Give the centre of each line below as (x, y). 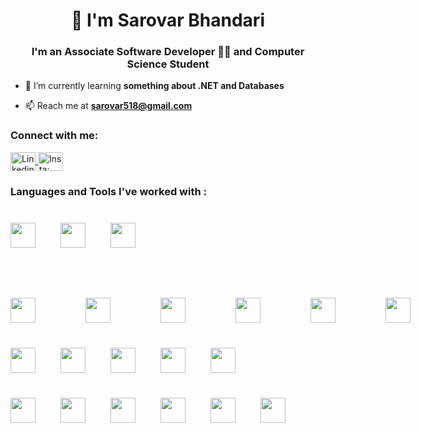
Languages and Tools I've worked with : (108, 191)
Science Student (168, 64)
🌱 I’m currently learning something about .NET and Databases (154, 86)
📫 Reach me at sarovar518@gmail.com (108, 106)
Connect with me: (54, 136)
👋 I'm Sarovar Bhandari (168, 20)
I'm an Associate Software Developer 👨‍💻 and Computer (168, 52)
